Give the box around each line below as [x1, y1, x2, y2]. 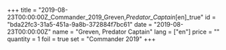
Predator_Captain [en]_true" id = [125, 13, 216, 21]
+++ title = [7, 6, 38, 14]
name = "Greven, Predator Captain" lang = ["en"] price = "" [52, 27, 220, 36]
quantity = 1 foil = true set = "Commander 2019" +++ [7, 35, 156, 43]
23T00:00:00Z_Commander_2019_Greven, [7, 13, 127, 21]
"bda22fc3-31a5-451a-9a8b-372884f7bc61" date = [7, 21, 153, 28]
